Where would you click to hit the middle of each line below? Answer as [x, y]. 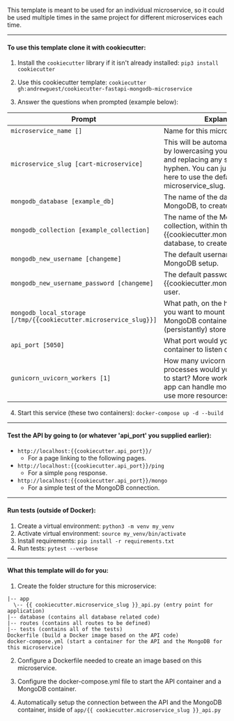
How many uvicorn [194, 361]
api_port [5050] [38, 345]
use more [179, 396]
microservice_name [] [46, 131]
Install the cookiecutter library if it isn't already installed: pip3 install [118, 63]
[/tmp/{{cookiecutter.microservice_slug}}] [84, 320]
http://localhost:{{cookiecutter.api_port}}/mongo [92, 481]
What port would [191, 341]
